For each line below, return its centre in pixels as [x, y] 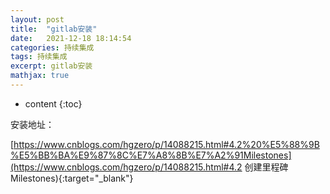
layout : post [37, 19]
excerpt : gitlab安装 [51, 66]
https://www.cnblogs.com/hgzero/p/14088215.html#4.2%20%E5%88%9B [166, 144]
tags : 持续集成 [39, 57]
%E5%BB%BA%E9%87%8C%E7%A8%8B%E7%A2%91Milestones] [151, 155]
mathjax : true [40, 76]
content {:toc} [53, 103]
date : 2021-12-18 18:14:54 [71, 38]
